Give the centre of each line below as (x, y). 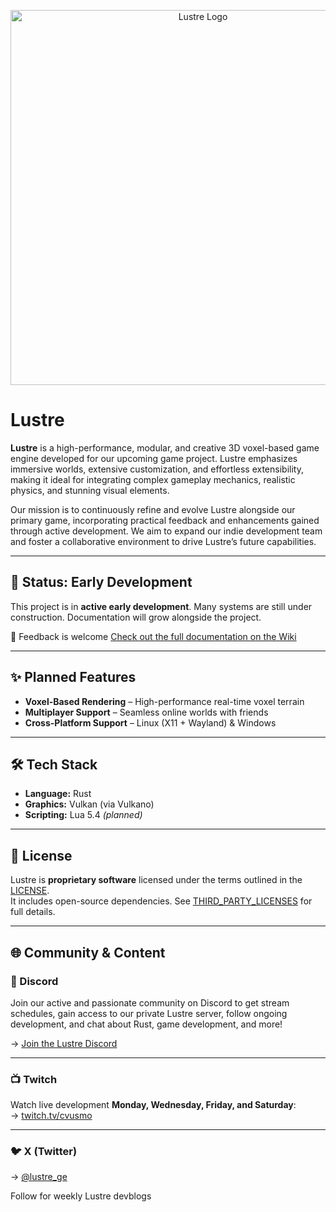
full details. (33, 912)
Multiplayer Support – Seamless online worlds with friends (146, 712)
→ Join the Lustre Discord (64, 1043)
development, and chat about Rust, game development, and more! (146, 1024)
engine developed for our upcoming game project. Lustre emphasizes (154, 458)
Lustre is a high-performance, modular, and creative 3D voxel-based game (165, 447)
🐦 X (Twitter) (44, 1152)
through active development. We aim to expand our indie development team (166, 531)
